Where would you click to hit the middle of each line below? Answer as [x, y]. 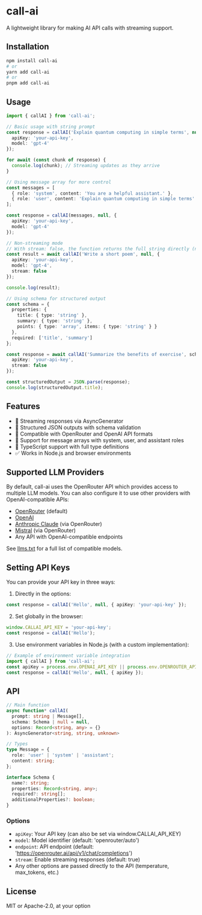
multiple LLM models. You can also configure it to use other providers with [98, 493]
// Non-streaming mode [35, 243]
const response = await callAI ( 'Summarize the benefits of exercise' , [96, 354]
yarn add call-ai [28, 72]
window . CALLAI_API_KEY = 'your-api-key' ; [59, 628]
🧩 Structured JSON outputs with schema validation [78, 427]
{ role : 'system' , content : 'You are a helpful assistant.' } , [92, 193]
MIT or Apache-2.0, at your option [48, 906]
